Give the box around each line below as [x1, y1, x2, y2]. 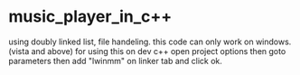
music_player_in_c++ [8, 6, 173, 27]
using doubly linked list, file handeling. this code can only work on [8, 36, 254, 47]
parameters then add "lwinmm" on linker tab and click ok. [8, 55, 223, 66]
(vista [8, 45, 30, 56]
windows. [255, 36, 292, 47]
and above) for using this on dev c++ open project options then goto [31, 45, 286, 56]
